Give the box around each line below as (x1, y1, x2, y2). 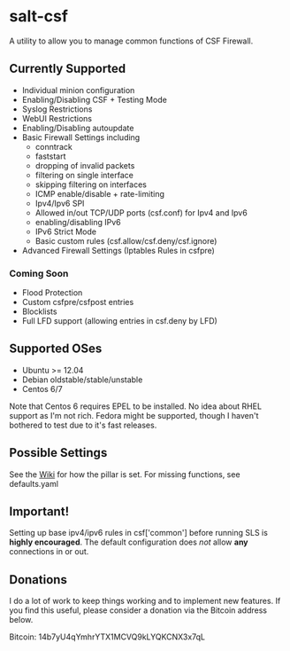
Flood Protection (21, 287, 83, 298)
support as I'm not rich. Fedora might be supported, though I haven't (9, 410, 259, 420)
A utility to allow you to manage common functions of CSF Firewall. (9, 35, 254, 46)
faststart (34, 151, 66, 161)
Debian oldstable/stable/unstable (21, 374, 143, 385)
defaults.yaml (9, 478, 59, 489)
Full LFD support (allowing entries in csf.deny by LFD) (21, 316, 218, 326)
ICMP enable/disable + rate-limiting (34, 188, 165, 199)
